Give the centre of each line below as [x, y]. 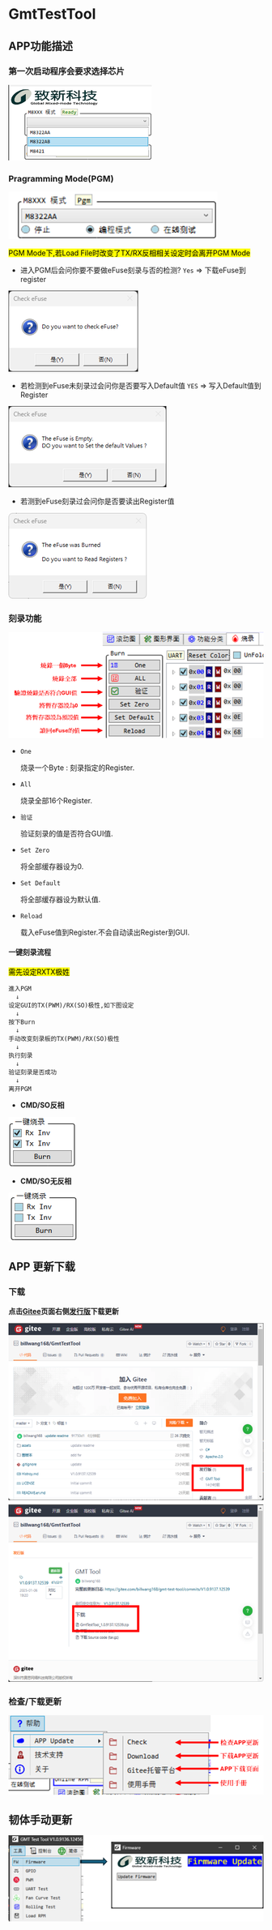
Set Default [40, 883]
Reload [31, 916]
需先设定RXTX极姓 [39, 971]
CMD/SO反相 [42, 1105]
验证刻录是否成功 [33, 1072]
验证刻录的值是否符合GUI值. [66, 833]
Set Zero [35, 850]
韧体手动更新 [40, 1819]
